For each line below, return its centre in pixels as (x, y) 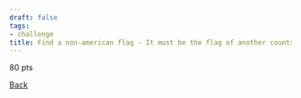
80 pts (21, 68)
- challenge (31, 34)
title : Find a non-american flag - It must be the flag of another (138, 42)
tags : (19, 26)
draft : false (34, 17)
